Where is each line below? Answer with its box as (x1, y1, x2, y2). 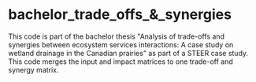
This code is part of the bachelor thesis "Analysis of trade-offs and (8, 32, 224, 41)
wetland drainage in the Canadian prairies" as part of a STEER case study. (8, 48, 249, 58)
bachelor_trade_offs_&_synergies (8, 6, 232, 24)
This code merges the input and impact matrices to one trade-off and (8, 57, 234, 66)
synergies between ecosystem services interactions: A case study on (8, 39, 234, 49)
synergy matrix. (8, 65, 59, 74)
